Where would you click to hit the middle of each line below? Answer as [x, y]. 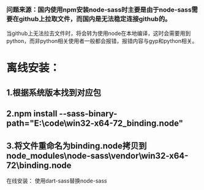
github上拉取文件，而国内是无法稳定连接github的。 [95, 18]
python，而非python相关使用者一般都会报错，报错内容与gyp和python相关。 [102, 41]
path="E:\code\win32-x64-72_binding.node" [95, 123]
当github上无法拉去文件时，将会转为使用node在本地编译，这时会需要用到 [99, 33]
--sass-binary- [88, 114]
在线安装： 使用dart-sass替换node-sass [57, 181]
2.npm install [32, 114]
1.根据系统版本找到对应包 [54, 92]
